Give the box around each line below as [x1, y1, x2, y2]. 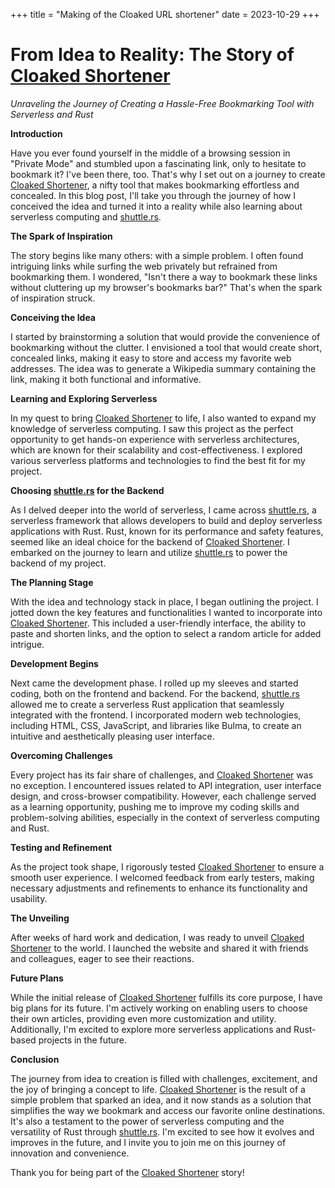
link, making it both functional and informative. [10, 373, 202, 385]
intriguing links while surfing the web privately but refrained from [10, 260, 278, 272]
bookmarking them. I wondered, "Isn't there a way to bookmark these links [10, 270, 318, 283]
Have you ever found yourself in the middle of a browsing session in [10, 147, 291, 159]
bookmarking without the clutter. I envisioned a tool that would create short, [10, 341, 323, 353]
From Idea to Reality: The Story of [10, 44, 295, 66]
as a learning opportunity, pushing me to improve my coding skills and [10, 800, 300, 813]
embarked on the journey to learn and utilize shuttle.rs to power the [10, 546, 288, 558]
